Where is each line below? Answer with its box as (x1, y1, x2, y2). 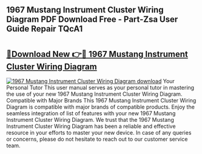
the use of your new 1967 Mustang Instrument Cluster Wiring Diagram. (6, 90, 183, 98)
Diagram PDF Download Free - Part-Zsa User (6, 15, 178, 25)
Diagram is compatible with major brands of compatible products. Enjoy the (6, 103, 195, 110)
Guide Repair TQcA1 (6, 24, 83, 34)
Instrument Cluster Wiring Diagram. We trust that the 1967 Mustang (6, 116, 174, 123)
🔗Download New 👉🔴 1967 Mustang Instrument (6, 49, 188, 59)
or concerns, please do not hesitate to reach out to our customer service (6, 136, 188, 142)
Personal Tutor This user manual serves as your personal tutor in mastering (6, 84, 195, 91)
